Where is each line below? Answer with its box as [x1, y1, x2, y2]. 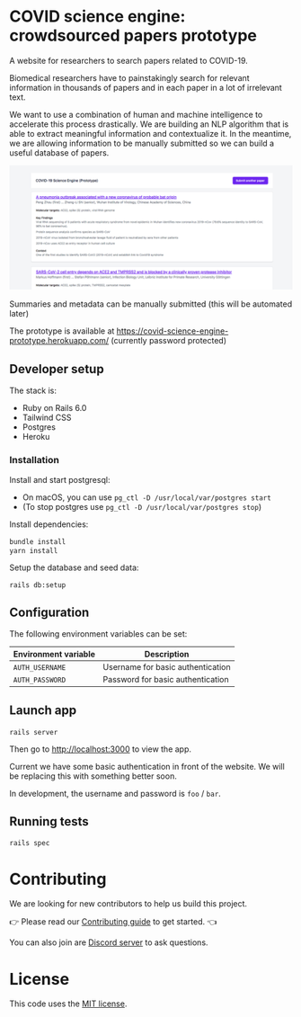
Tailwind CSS [22, 412, 72, 424]
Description [144, 648, 190, 659]
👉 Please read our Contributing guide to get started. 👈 [9, 916, 217, 927]
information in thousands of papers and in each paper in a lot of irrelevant [9, 82, 283, 93]
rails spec [9, 839, 50, 848]
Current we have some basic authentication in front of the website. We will [9, 761, 285, 772]
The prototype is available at [9, 326, 115, 336]
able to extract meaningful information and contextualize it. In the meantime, [9, 128, 292, 138]
